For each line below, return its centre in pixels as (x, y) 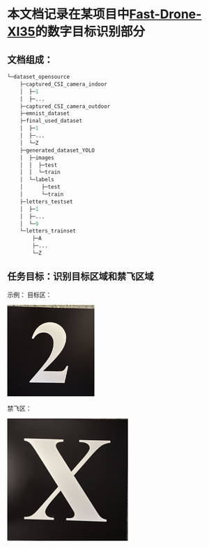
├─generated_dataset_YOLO (57, 150)
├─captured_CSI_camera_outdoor (65, 106)
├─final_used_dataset (51, 121)
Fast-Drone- (165, 14)
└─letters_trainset (48, 231)
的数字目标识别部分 (90, 32)
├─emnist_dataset (45, 113)
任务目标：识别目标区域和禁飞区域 (80, 277)
